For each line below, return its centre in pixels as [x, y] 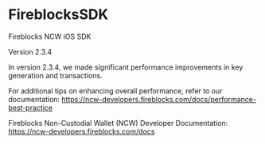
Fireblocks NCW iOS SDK [50, 36]
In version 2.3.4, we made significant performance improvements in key [126, 67]
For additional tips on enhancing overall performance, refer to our [115, 91]
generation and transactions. [55, 75]
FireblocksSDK [58, 15]
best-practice [31, 108]
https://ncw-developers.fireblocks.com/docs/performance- [159, 99]
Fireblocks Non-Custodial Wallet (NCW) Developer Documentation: [118, 123]
